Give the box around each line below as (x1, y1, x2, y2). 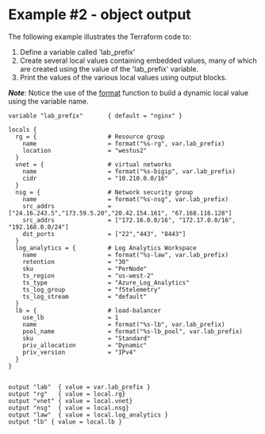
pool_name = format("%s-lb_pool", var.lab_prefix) (22, 327, 244, 335)
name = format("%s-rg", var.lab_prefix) (22, 139, 225, 148)
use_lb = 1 (22, 313, 119, 321)
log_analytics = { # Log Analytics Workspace (15, 244, 197, 252)
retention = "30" (22, 258, 129, 265)
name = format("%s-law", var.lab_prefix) (22, 250, 229, 259)
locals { (8, 126, 37, 134)
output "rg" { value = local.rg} (8, 389, 126, 398)
